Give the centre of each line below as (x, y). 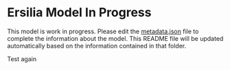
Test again (22, 58)
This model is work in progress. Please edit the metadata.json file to (103, 31)
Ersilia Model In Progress (79, 13)
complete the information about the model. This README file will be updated (115, 38)
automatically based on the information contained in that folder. (97, 46)
